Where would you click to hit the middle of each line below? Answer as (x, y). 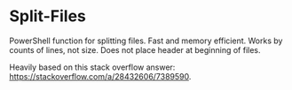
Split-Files (48, 16)
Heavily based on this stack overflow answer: (92, 67)
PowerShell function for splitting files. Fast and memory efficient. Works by (146, 41)
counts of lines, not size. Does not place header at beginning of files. (135, 49)
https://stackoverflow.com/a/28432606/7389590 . (100, 76)
